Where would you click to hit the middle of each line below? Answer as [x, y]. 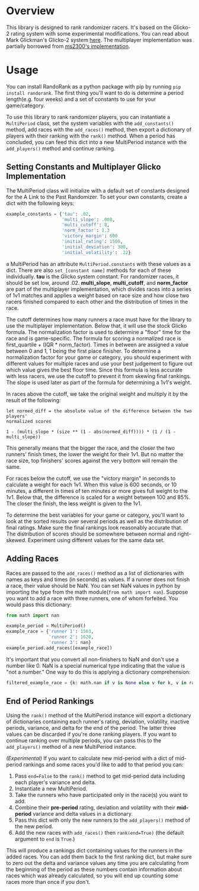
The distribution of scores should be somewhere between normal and [91, 534]
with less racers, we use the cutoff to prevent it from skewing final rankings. [99, 376]
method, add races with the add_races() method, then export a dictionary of [99, 129]
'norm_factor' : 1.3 [86, 230]
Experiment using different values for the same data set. [96, 540]
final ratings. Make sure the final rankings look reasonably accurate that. [94, 527]
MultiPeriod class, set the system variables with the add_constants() [90, 123]
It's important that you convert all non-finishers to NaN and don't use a [92, 659]
